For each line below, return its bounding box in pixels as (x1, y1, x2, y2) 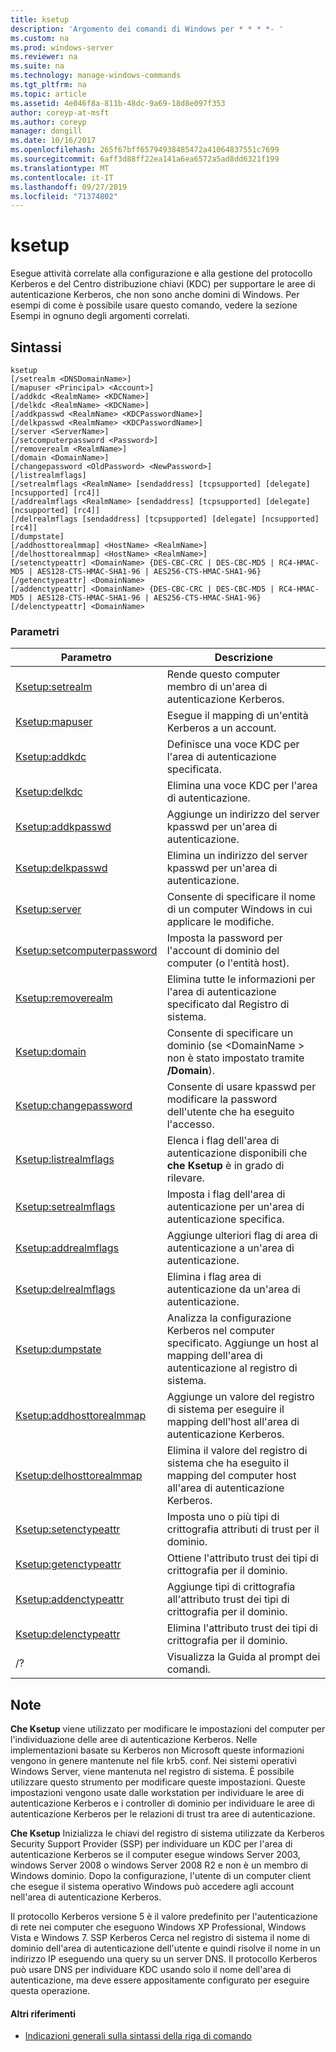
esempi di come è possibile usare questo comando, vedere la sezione (10, 299, 298, 311)
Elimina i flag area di (166, 1270, 262, 1284)
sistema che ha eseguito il (166, 1456, 290, 1470)
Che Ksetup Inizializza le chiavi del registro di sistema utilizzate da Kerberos (10, 1827, 325, 1840)
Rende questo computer (166, 667, 281, 681)
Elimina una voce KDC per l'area (166, 779, 318, 793)
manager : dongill (10, 126, 83, 136)
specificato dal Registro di (166, 997, 290, 1011)
